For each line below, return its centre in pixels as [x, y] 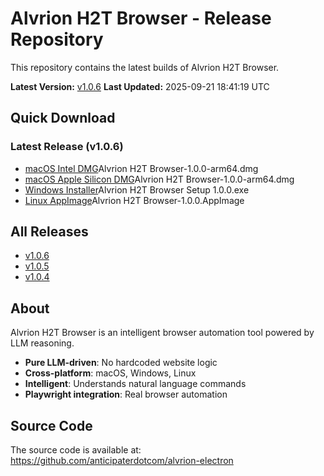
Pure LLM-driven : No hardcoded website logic [121, 363]
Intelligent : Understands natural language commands [135, 384]
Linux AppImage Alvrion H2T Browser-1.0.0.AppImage [134, 200]
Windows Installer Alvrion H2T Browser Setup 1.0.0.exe [137, 189]
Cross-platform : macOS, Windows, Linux [110, 373]
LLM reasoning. [42, 343]
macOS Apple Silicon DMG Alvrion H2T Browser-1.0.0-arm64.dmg [159, 179]
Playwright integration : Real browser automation [126, 394]
